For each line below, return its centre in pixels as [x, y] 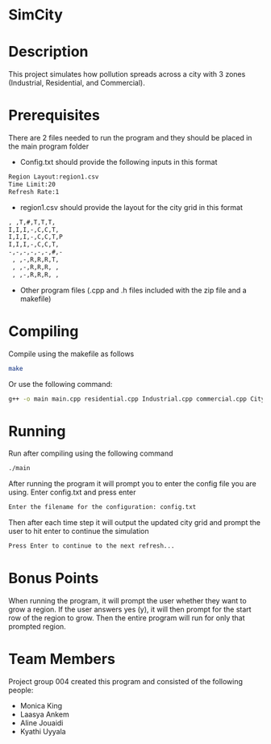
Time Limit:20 [32, 184]
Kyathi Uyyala [43, 731]
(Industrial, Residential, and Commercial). [77, 83]
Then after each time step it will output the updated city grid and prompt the [134, 523]
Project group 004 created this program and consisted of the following [126, 681]
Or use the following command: [60, 384]
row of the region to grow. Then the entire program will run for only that [127, 618]
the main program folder [49, 146]
